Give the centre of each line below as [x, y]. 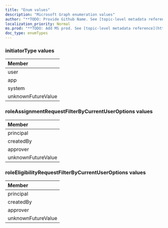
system [16, 88]
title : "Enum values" [28, 10]
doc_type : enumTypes [27, 33]
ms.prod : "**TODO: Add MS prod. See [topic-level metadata [68, 29]
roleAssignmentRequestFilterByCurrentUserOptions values [79, 112]
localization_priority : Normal [38, 24]
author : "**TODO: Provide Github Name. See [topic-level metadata [76, 19]
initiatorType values [30, 51]
